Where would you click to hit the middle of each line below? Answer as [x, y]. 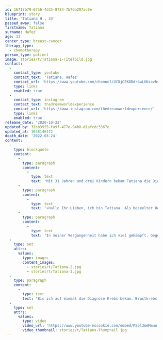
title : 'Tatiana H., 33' [30, 18]
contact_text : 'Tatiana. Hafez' [46, 77]
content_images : [39, 262]
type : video [35, 321]
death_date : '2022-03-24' [31, 136]
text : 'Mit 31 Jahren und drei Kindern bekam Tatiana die [91, 181]
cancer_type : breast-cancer [33, 41]
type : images [36, 258]
